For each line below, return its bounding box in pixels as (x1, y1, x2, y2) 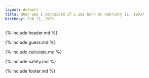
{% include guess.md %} (5, 39, 56, 45)
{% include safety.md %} (5, 59, 56, 65)
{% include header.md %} (5, 30, 58, 36)
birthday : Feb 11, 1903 (5, 16, 54, 21)
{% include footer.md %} (5, 68, 56, 74)
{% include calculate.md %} (5, 49, 62, 55)
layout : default (5, 7, 38, 12)
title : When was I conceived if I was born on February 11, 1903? (5, 12, 145, 17)
